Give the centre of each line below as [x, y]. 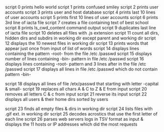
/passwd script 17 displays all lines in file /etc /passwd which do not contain [81, 69]
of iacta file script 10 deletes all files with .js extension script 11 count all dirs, [82, 33]
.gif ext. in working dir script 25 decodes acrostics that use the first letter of [81, 114]
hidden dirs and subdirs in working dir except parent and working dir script [81, 38]
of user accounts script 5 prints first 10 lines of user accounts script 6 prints [82, 17]
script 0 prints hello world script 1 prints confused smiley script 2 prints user [82, 7]
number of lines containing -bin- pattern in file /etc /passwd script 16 [75, 59]
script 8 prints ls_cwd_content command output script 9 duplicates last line [81, 28]
